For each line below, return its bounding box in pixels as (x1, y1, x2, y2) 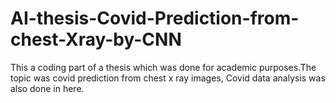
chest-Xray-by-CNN (10, 28, 182, 51)
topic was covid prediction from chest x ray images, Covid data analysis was (10, 72, 326, 84)
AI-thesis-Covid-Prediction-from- (10, 7, 300, 30)
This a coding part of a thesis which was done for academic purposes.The (10, 61, 317, 73)
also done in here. (10, 82, 85, 94)
